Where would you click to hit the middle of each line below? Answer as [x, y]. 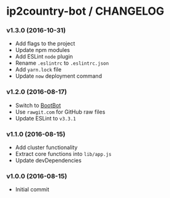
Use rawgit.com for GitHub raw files [60, 112]
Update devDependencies [48, 161]
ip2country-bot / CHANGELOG [85, 11]
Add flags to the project [45, 43]
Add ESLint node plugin [44, 57]
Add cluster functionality [46, 147]
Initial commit [32, 189]
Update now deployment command [59, 76]
